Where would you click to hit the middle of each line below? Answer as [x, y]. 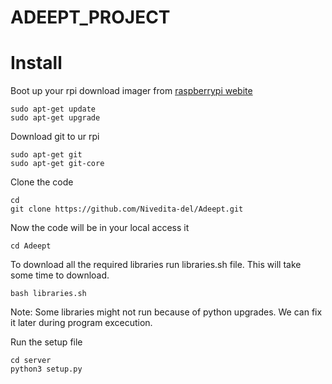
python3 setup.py [46, 369]
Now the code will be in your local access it [100, 228]
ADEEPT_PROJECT [90, 17]
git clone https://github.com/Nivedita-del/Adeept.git [127, 209]
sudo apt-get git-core [57, 164]
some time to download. [60, 275]
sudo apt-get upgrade [55, 118]
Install [36, 63]
